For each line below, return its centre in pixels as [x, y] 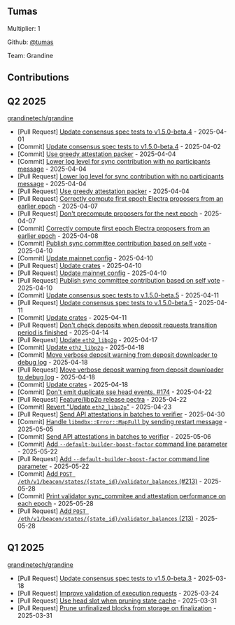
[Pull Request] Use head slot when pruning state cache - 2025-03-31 [117, 601]
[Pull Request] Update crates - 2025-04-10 [79, 266]
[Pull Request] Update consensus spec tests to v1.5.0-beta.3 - [107, 578]
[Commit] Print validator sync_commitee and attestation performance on [121, 496]
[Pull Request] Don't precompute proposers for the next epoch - [110, 213]
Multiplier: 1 [24, 28]
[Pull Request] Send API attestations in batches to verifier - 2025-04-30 [121, 414]
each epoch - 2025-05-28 [55, 504]
